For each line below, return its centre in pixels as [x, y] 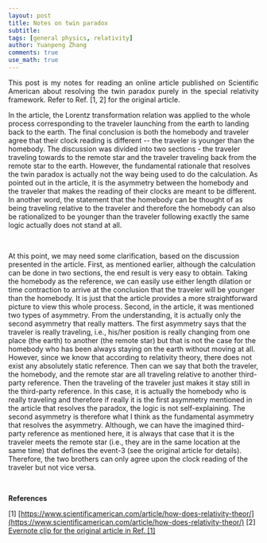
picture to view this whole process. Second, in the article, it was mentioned [131, 307]
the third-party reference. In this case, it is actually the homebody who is [127, 391]
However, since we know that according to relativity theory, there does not [130, 357]
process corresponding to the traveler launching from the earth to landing [129, 123]
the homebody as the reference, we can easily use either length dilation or [130, 281]
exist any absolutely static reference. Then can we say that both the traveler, [133, 365]
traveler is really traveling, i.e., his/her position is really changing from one [129, 332]
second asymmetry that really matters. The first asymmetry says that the [127, 323]
